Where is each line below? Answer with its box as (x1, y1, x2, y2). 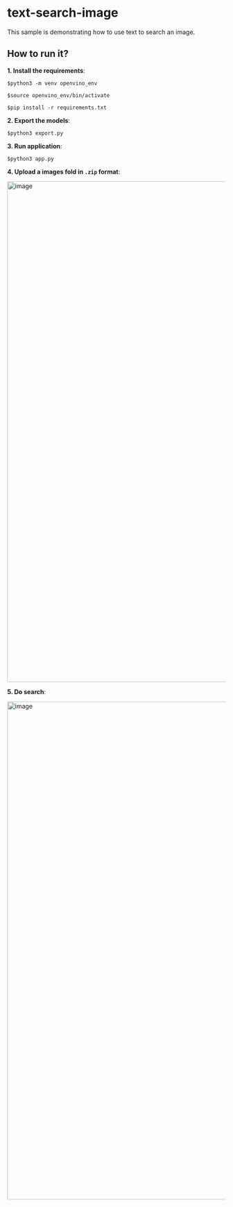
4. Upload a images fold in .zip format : (7, 167, 121, 176)
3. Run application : (7, 142, 62, 150)
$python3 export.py (7, 130, 64, 137)
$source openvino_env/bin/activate (7, 92, 110, 99)
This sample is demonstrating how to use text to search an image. (7, 28, 196, 36)
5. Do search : (7, 687, 46, 695)
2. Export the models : (7, 116, 71, 124)
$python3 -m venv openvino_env (7, 80, 98, 87)
